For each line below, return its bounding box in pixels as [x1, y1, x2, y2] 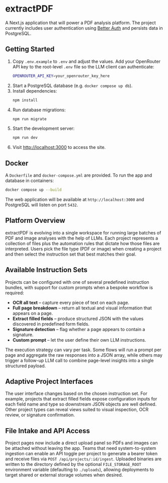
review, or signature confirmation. [5, 412, 75, 418]
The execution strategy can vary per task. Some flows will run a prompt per [5, 347, 162, 353]
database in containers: [5, 178, 54, 184]
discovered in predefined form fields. [12, 320, 90, 327]
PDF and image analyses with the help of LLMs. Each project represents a [5, 235, 158, 241]
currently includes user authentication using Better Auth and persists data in [5, 25, 163, 31]
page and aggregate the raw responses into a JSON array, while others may [5, 352, 162, 358]
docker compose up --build [5, 187, 62, 193]
